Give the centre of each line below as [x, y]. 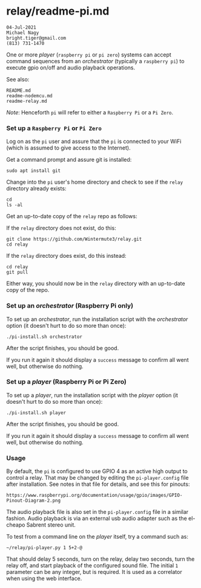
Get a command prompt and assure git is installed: [69, 160]
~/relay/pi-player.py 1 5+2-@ [44, 548]
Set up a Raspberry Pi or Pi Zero [54, 128]
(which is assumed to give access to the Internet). [69, 148]
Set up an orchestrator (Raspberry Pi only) [70, 306]
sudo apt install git [34, 171]
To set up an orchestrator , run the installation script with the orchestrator [97, 319]
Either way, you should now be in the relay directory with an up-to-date [96, 283]
